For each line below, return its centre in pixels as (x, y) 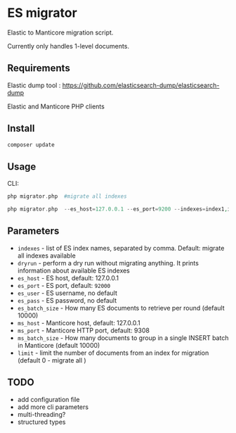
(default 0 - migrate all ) (52, 360)
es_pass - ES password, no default (67, 300)
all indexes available (46, 256)
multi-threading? (41, 414)
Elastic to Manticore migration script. (60, 32)
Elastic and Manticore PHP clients (56, 106)
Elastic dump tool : (34, 85)
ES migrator (42, 13)
